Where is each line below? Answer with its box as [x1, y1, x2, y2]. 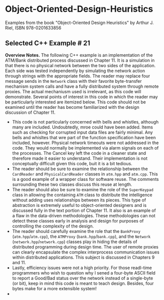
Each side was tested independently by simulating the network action [5, 68, 145, 74]
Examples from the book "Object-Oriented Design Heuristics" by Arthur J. [5, 20, 154, 25]
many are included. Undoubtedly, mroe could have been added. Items [12, 124, 153, 130]
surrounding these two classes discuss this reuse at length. [12, 181, 132, 187]
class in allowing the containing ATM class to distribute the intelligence [12, 192, 153, 198]
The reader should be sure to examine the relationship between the [12, 166, 148, 172]
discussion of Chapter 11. [5, 109, 56, 115]
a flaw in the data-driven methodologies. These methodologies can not [12, 212, 156, 219]
